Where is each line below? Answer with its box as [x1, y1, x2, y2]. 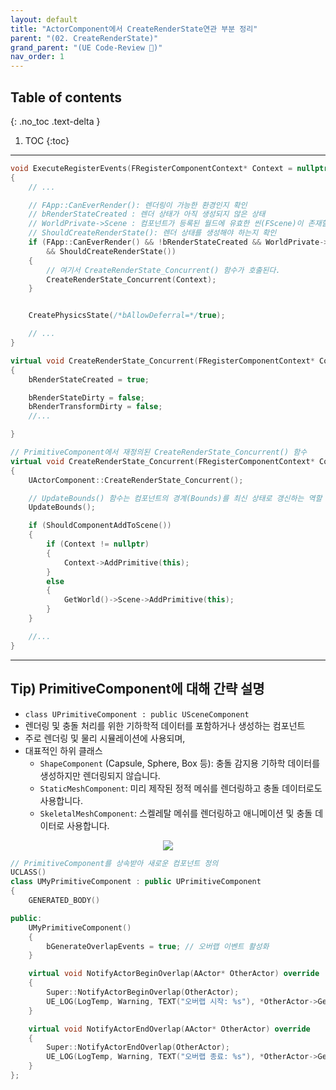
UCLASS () [10, 867, 47, 878]
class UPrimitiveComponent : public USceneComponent [24, 709, 250, 720]
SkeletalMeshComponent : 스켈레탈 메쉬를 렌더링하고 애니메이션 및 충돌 [39, 807, 313, 819]
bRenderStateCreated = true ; [28, 374, 150, 385]
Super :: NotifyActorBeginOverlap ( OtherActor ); [46, 987, 240, 997]
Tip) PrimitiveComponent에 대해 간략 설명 [10, 681, 265, 698]
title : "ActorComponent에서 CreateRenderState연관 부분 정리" [10, 24, 258, 34]
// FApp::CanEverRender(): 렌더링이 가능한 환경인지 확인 [28, 200, 248, 210]
